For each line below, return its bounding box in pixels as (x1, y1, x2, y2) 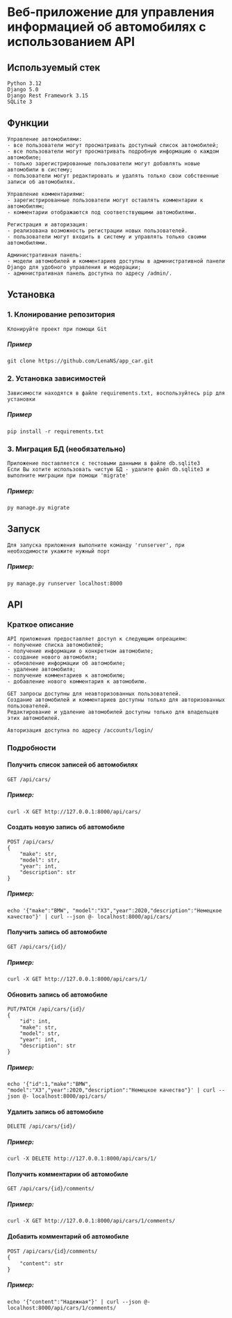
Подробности (7, 743, 56, 753)
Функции (7, 117, 49, 129)
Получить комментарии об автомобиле (7, 1170, 129, 1178)
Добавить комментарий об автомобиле (7, 1232, 129, 1241)
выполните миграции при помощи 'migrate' (7, 472, 129, 480)
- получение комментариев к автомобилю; (7, 672, 126, 680)
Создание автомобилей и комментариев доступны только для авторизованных (7, 696, 226, 704)
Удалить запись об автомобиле (7, 1108, 104, 1116)
